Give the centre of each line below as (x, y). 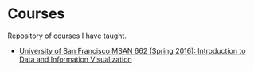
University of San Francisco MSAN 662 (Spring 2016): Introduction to (132, 50)
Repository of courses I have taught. (67, 35)
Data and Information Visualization (75, 59)
